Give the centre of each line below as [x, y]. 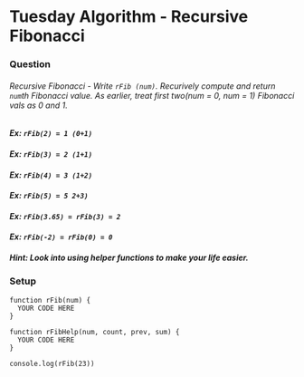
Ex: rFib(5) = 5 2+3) [49, 196]
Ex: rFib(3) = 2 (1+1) [51, 154]
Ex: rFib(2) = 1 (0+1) [51, 133]
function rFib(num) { [50, 300]
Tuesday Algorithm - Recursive [129, 17]
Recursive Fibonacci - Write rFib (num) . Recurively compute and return [142, 86]
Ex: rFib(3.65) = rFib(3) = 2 [65, 216]
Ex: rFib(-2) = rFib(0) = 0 [61, 237]
